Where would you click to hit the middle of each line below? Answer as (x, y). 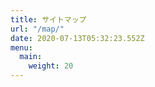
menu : (21, 47)
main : (31, 57)
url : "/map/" (37, 29)
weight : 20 (51, 66)
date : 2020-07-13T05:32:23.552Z (77, 38)
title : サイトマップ (48, 19)
